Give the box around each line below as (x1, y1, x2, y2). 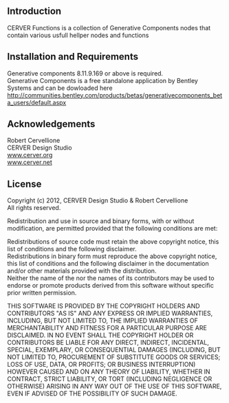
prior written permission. (7, 288, 77, 297)
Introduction (7, 5, 62, 17)
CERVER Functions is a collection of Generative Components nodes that (7, 23, 211, 32)
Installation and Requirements (7, 51, 139, 62)
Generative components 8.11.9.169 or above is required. (7, 69, 164, 78)
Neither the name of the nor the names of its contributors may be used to (7, 274, 215, 282)
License (7, 178, 42, 189)
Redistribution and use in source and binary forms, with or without (7, 217, 195, 225)
